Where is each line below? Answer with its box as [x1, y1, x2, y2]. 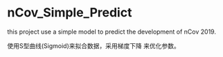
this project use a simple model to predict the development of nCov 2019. [7, 27, 217, 36]
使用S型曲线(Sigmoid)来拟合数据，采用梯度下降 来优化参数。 [7, 41, 180, 49]
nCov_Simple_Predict [7, 5, 132, 21]
